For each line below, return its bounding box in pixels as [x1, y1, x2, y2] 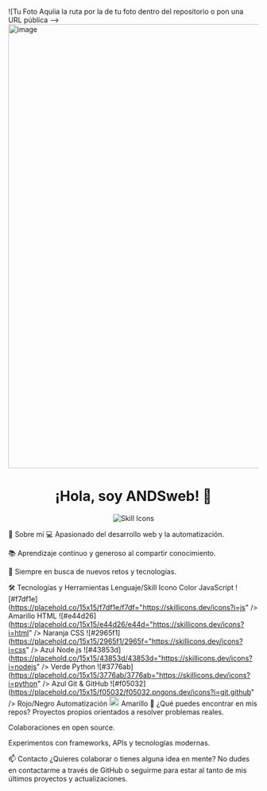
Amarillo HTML [8, 611, 57, 621]
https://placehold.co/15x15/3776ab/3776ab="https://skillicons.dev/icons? [10, 670, 250, 679]
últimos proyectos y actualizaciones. [8, 773, 128, 783]
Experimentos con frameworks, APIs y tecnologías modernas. [8, 738, 211, 747]
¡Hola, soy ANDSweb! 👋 [55, 488, 212, 505]
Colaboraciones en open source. [8, 722, 115, 732]
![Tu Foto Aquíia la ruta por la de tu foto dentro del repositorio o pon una [8, 7, 244, 16]
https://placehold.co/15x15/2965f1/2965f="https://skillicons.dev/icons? [10, 636, 244, 646]
